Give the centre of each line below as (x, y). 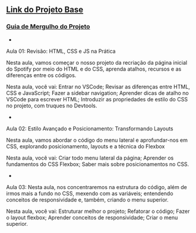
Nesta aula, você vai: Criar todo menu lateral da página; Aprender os (90, 158)
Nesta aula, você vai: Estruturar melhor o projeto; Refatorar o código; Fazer (98, 211)
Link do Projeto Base (45, 10)
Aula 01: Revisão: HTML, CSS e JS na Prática (61, 51)
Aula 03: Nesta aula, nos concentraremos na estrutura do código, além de (97, 187)
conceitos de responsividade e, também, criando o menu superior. (88, 200)
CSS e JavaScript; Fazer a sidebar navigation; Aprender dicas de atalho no (97, 93)
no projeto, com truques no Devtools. (52, 106)
